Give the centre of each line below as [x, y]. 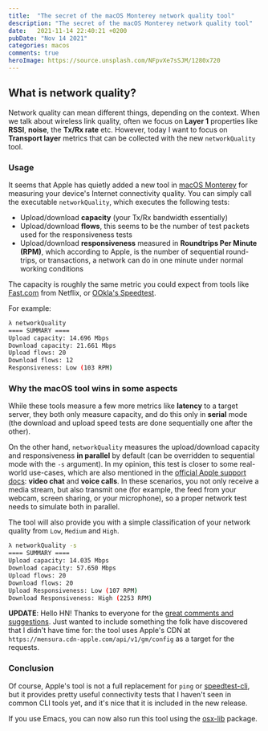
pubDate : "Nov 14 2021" [48, 38]
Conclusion [31, 668]
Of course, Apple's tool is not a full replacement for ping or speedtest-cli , [129, 686]
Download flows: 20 [41, 583]
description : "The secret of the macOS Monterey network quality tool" [130, 23]
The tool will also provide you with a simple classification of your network [130, 522]
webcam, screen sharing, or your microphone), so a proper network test [128, 498]
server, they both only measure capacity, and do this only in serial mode [128, 415]
